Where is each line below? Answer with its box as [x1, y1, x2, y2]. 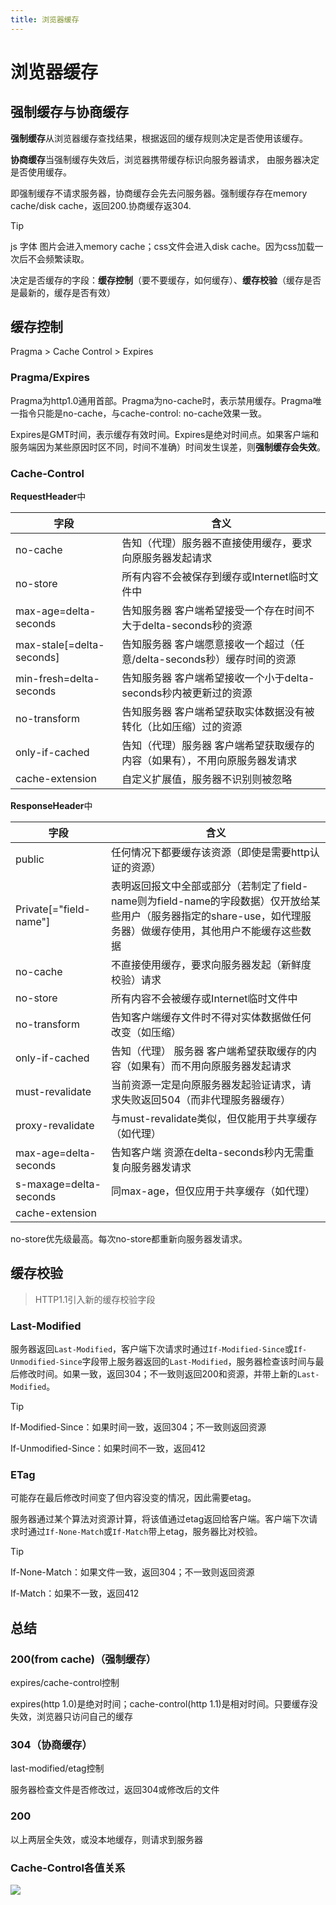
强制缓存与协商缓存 [10, 104, 129, 121]
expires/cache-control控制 [10, 1677, 120, 1689]
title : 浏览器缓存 [10, 14, 80, 25]
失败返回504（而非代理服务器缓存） [121, 1093, 292, 1107]
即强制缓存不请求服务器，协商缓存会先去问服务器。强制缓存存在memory [10, 187, 308, 199]
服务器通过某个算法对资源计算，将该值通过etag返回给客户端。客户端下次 [10, 1513, 310, 1525]
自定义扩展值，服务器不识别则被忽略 [121, 772, 293, 786]
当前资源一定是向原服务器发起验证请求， [111, 1078, 302, 1092]
